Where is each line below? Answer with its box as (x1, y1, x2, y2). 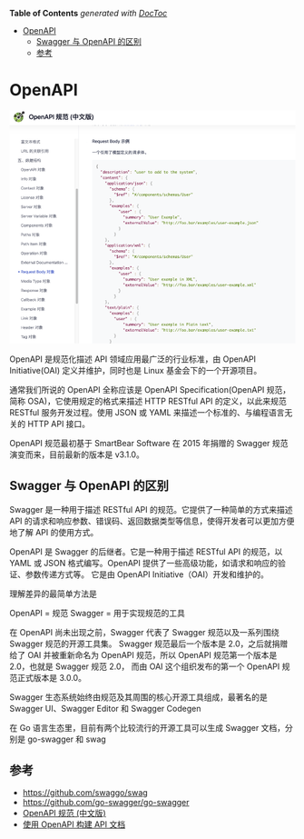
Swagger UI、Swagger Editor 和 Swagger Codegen (9, 703, 201, 714)
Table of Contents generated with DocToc (9, 8, 168, 18)
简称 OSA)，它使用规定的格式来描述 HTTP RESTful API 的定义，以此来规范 (9, 395, 288, 406)
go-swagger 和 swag (26, 734, 106, 744)
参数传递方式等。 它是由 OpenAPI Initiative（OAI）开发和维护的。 (25, 568, 270, 580)
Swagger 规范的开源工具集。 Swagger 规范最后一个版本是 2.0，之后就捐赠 (9, 638, 289, 649)
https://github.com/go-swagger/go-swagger (22, 797, 190, 808)
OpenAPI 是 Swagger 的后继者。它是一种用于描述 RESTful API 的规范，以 (9, 545, 283, 557)
